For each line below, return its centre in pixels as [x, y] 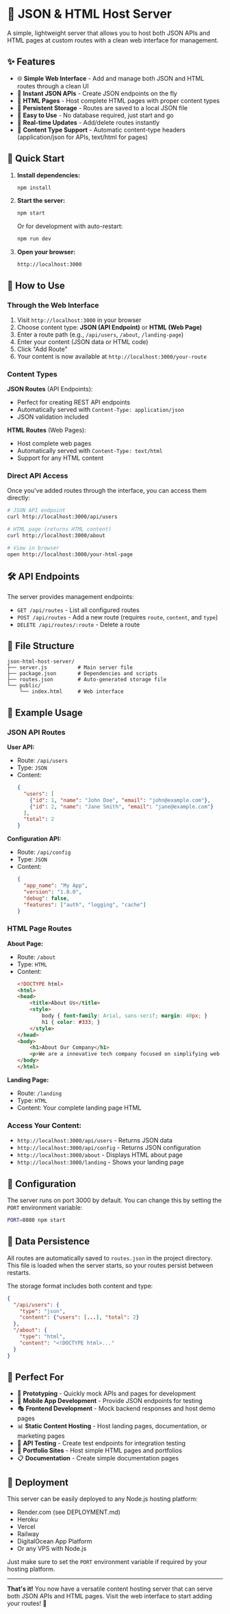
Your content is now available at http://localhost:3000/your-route [112, 356]
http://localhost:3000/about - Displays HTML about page [100, 1155]
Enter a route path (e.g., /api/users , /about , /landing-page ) [100, 334]
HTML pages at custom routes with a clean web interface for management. [113, 40]
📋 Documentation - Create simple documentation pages [98, 1458]
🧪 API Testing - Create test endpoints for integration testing [101, 1443]
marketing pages [41, 1436]
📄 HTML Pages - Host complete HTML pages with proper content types [118, 100]
